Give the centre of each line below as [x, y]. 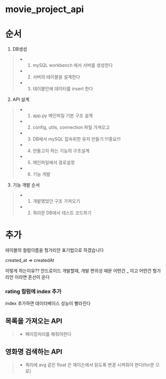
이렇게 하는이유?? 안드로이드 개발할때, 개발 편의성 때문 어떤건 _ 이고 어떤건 [78, 271]
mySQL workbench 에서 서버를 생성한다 [73, 65]
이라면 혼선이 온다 [32, 277]
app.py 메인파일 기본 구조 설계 [63, 116]
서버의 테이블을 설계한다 [56, 77]
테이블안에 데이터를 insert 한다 [63, 89]
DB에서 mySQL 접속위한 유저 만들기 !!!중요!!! [77, 139]
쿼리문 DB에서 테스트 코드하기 [62, 213]
